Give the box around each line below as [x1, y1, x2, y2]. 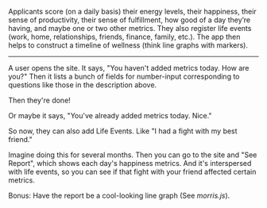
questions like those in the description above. [8, 80, 157, 90]
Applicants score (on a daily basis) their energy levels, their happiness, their [8, 7, 257, 16]
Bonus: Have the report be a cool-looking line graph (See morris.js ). [8, 191, 230, 200]
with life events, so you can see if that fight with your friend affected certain [8, 167, 257, 176]
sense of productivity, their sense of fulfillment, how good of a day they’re [8, 15, 251, 25]
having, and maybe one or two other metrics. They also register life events [8, 24, 252, 33]
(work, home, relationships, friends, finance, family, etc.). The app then [8, 32, 241, 41]
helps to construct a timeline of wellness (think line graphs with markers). [8, 40, 249, 50]
